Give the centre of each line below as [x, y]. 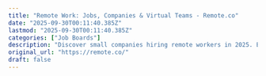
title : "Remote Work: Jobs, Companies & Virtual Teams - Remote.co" [123, 15]
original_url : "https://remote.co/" [68, 52]
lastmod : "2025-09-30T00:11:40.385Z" [70, 30]
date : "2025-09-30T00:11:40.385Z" [65, 23]
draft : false [30, 60]
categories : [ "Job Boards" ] [55, 38]
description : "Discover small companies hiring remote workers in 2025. [131, 45]
